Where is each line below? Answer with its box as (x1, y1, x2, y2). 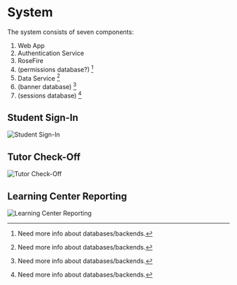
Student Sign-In (7, 111, 79, 124)
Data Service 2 (17, 72, 61, 82)
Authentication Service (17, 49, 85, 57)
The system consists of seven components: (7, 28, 134, 36)
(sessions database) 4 (17, 90, 83, 100)
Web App (17, 41, 45, 50)
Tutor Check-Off (7, 151, 81, 163)
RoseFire (17, 56, 44, 64)
